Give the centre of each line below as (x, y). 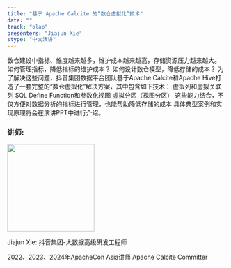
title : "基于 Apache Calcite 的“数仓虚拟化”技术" (75, 14)
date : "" (20, 20)
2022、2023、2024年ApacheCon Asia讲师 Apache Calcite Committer (107, 257)
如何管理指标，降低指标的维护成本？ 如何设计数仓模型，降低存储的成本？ (112, 69)
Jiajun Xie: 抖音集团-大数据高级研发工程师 (67, 242)
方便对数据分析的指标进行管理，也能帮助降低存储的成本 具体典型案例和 (114, 104)
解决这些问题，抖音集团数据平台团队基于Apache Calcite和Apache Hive (114, 78)
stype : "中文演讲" (32, 40)
